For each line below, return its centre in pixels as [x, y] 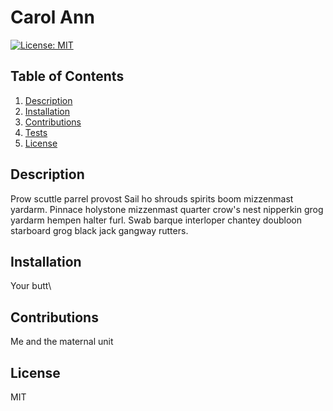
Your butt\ [31, 286]
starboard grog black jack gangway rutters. [99, 230]
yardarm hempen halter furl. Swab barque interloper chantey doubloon [156, 220]
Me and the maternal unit [62, 342]
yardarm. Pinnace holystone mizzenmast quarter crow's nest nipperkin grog [167, 209]
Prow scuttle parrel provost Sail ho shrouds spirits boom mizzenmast [152, 198]
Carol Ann [52, 17]
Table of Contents [67, 76]
